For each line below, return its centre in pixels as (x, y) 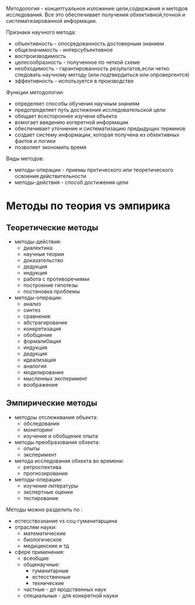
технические (48, 583)
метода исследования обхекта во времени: (69, 461)
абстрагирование (45, 322)
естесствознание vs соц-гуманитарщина (66, 521)
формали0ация (42, 341)
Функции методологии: (35, 92)
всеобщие (36, 558)
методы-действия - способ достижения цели (71, 182)
